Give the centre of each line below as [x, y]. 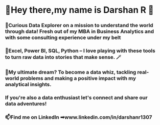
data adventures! [26, 103]
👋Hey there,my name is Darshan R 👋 [80, 10]
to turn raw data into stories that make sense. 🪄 [63, 57]
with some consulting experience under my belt [63, 38]
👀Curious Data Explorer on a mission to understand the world [79, 25]
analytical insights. [28, 84]
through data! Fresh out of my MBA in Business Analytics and [80, 31]
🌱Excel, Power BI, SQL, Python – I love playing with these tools [80, 51]
